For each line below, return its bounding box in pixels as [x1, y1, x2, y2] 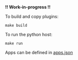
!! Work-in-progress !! [5, 4, 51, 10]
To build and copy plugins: [5, 14, 59, 19]
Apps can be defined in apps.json [5, 50, 73, 55]
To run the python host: [5, 32, 52, 37]
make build [5, 23, 27, 28]
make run [5, 41, 23, 46]
